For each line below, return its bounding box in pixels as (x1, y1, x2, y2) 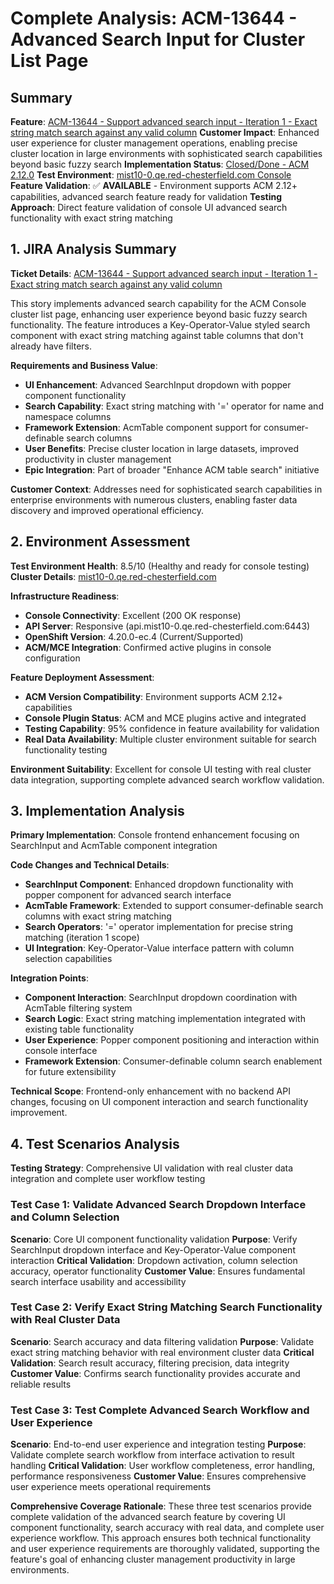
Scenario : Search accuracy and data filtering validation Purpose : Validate (10, 1335, 315, 1347)
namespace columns (24, 410, 112, 422)
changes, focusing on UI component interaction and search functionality (10, 1096, 309, 1108)
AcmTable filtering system (24, 1002, 133, 1014)
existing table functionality (24, 1023, 135, 1036)
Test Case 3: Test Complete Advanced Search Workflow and (10, 1403, 310, 1417)
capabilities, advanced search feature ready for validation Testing (10, 191, 283, 202)
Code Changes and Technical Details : (10, 859, 170, 871)
